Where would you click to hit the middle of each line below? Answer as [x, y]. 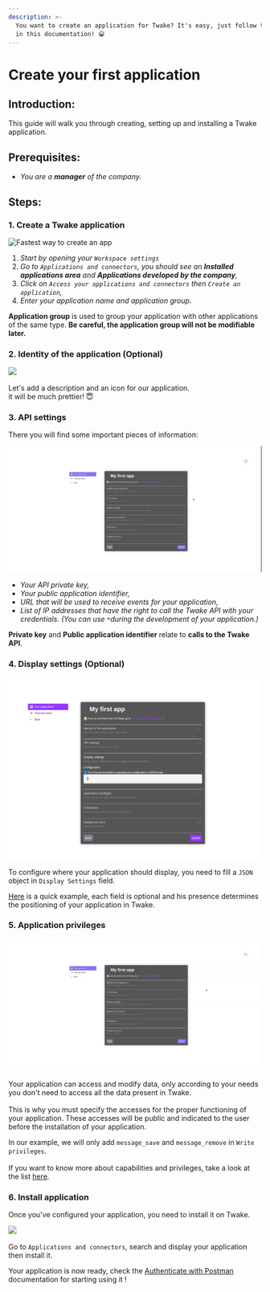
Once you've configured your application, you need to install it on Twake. [129, 1215]
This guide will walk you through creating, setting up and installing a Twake [133, 124]
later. [17, 333]
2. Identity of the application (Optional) [86, 354]
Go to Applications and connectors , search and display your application [128, 1247]
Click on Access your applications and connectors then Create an [130, 283]
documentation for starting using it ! [67, 1280]
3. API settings [37, 418]
